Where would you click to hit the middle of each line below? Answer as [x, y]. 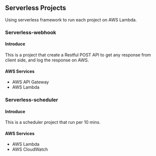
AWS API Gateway [30, 82]
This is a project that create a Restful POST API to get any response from [78, 55]
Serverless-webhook [31, 32]
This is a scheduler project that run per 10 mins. [53, 122]
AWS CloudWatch [30, 149]
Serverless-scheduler [32, 100]
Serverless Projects [36, 8]
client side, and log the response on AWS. [47, 60]
